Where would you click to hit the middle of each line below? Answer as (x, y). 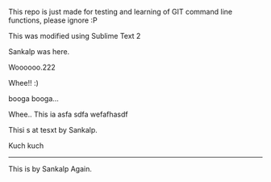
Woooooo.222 (32, 67)
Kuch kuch (26, 146)
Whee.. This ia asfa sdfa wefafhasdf (69, 114)
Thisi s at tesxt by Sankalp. (53, 130)
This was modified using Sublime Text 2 (75, 36)
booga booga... (33, 99)
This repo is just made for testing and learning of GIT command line (120, 12)
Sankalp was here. (39, 51)
